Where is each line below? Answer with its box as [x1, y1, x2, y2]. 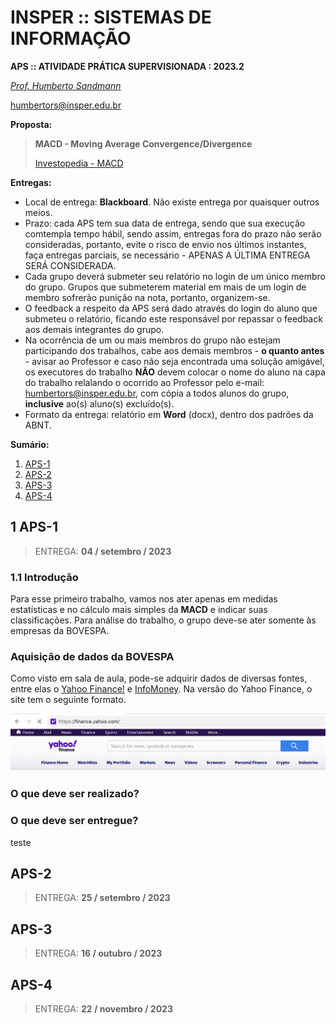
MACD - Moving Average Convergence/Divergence [34, 137, 253, 150]
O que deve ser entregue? [10, 814, 139, 828]
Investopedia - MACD [34, 157, 124, 169]
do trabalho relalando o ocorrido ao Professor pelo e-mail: [24, 376, 265, 388]
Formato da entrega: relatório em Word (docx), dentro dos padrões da [24, 408, 314, 420]
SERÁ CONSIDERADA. [24, 259, 117, 271]
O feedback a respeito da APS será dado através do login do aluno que [24, 302, 318, 314]
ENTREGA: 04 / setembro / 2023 [34, 545, 172, 557]
